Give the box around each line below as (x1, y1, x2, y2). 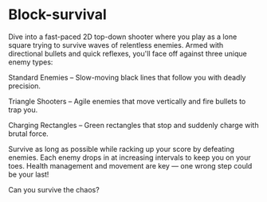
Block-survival (8, 6, 108, 24)
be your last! (8, 169, 49, 179)
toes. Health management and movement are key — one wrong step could (8, 161, 253, 170)
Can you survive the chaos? (8, 185, 100, 194)
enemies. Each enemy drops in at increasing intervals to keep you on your (8, 153, 251, 162)
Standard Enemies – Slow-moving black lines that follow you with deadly (8, 72, 246, 82)
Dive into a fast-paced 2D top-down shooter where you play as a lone (8, 32, 238, 41)
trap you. (8, 105, 38, 115)
